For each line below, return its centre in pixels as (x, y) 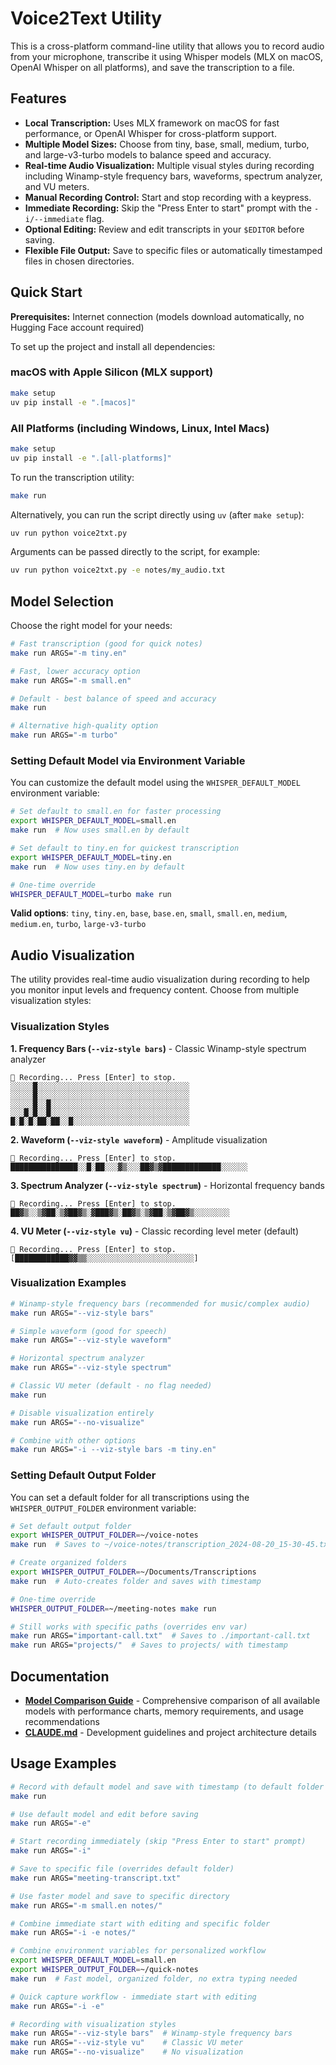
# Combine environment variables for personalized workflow (138, 1951)
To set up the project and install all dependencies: (113, 346)
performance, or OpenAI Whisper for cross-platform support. (150, 133)
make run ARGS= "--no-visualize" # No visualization (127, 2052)
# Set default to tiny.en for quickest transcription (125, 848)
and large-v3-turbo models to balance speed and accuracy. (148, 154)
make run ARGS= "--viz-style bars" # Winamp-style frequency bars (151, 2033)
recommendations (62, 1722)
